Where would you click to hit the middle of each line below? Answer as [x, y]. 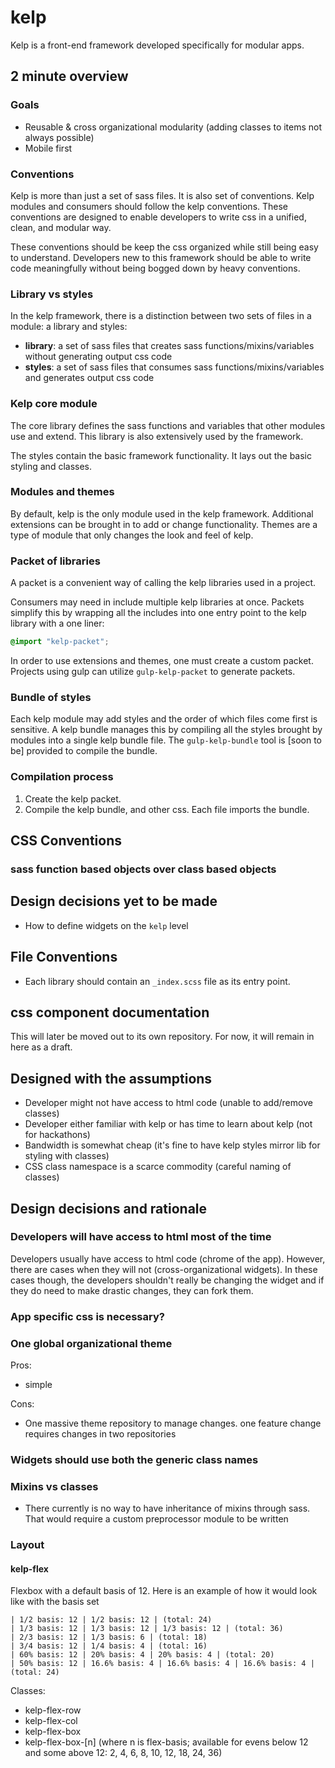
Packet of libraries [55, 561]
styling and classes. [51, 466]
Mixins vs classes [54, 1486]
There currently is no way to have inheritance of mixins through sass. [167, 1508]
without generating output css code [98, 357]
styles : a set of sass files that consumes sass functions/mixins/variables [174, 367]
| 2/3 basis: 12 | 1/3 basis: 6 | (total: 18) [109, 1637]
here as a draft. [41, 1047]
